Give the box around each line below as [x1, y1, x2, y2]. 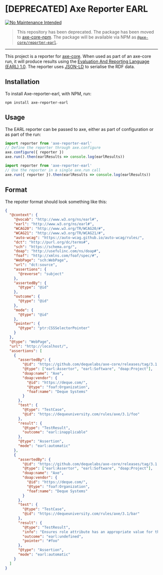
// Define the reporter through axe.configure [5, 145, 101, 150]
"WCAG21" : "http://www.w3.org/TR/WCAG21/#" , [14, 230, 105, 236]
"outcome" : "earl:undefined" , [22, 534, 83, 539]
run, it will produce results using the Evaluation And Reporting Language [5, 58, 149, 64]
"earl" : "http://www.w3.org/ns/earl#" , [14, 222, 95, 227]
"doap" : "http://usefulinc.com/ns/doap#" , [14, 249, 101, 254]
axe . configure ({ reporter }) [5, 150, 64, 155]
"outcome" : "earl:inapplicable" [22, 430, 88, 435]
